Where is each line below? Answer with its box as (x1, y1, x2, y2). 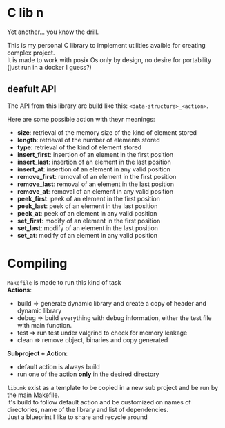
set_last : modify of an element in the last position (17, 223, 159, 232)
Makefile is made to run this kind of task (7, 278, 121, 286)
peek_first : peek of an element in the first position (17, 194, 160, 203)
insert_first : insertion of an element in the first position (17, 150, 174, 158)
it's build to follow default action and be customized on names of (7, 398, 192, 406)
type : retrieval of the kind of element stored (17, 143, 142, 151)
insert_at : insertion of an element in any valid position (17, 165, 170, 174)
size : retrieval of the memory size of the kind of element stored (17, 128, 197, 136)
